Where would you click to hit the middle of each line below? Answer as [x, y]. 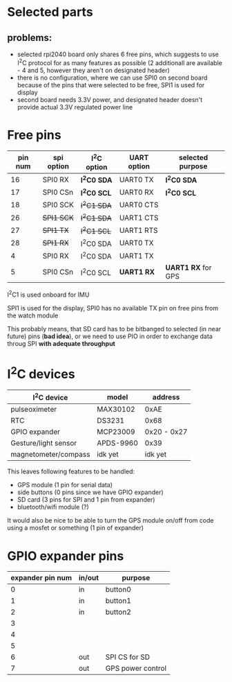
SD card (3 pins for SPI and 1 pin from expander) [86, 500]
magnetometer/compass [50, 455]
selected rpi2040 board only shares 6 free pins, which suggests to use [118, 54]
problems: [30, 38]
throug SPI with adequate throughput [61, 343]
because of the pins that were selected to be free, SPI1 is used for [111, 85]
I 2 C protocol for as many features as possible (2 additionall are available [119, 62]
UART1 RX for [188, 268]
